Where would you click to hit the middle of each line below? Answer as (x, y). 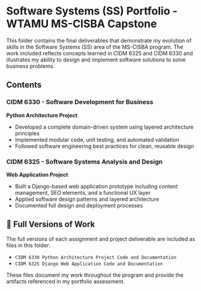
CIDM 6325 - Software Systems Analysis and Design (85, 162)
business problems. (31, 66)
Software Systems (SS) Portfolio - (92, 11)
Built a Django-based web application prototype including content (96, 186)
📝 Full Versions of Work (51, 225)
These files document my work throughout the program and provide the (95, 275)
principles (27, 133)
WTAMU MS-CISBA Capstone (82, 24)
